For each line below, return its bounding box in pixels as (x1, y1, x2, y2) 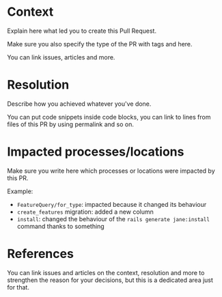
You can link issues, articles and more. (7, 53, 115, 61)
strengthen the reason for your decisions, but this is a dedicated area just (7, 276, 214, 284)
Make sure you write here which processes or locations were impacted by (7, 167, 215, 175)
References (7, 246, 74, 261)
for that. (7, 283, 29, 291)
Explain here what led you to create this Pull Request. (7, 27, 157, 35)
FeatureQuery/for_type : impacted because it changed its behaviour (16, 200, 207, 208)
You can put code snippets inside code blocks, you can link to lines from (7, 113, 211, 121)
